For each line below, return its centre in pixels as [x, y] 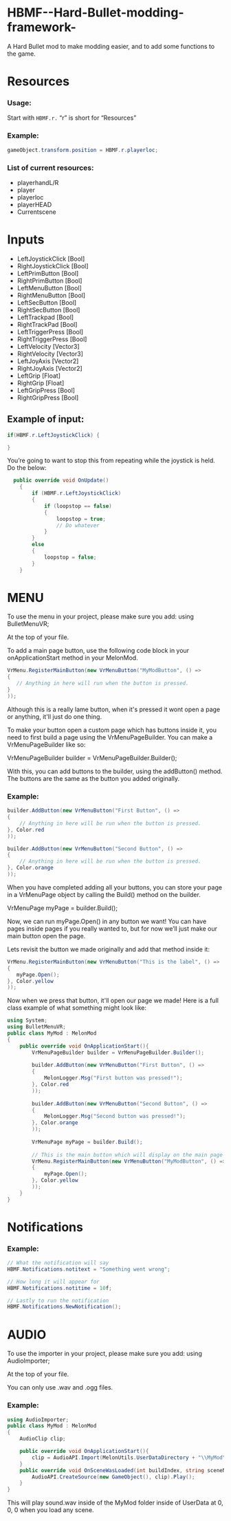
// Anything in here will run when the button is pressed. [102, 683]
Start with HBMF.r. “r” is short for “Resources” [72, 118]
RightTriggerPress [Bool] [52, 339]
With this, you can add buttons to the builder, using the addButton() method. [115, 771]
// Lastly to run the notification [58, 1301]
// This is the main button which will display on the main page [128, 1155]
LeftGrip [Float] [38, 376]
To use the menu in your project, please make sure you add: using [101, 616]
